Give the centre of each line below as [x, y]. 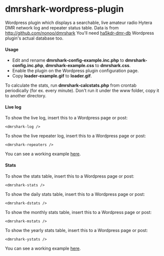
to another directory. [26, 96]
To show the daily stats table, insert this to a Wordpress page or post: [75, 194]
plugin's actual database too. [34, 38]
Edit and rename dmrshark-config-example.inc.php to [68, 60]
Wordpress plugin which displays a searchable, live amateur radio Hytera [79, 23]
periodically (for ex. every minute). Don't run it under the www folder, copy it [82, 91]
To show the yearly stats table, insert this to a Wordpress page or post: [76, 230]
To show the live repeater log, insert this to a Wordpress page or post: [75, 136]
